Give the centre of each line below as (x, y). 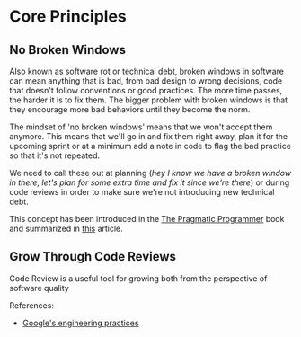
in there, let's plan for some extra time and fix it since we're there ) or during (150, 182)
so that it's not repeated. (55, 155)
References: (31, 305)
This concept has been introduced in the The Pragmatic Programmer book (147, 219)
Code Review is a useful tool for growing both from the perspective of (138, 278)
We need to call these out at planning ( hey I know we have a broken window (150, 173)
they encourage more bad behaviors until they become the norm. (130, 109)
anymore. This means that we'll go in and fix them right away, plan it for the (149, 136)
